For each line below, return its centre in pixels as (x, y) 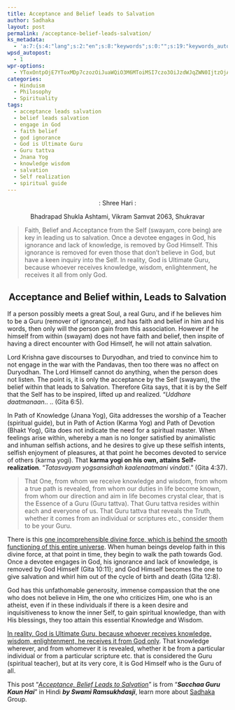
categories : (24, 79)
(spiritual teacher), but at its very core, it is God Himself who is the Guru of (114, 664)
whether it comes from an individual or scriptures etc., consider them (124, 519)
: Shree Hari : (117, 203)
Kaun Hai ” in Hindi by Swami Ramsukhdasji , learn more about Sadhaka (111, 692)
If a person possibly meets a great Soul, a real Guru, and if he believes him (114, 314)
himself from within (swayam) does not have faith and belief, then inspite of (116, 336)
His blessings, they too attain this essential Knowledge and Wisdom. (106, 620)
